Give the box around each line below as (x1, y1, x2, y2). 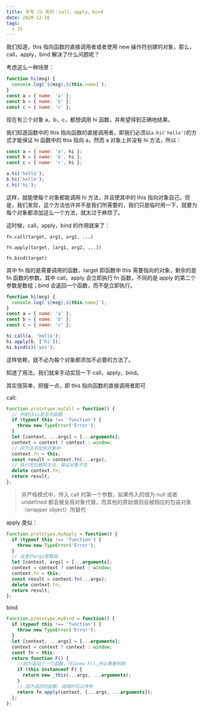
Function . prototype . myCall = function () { (6, 405, 115, 412)
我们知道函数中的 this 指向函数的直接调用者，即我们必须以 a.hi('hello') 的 (6, 129, 192, 136)
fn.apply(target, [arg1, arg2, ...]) (6, 244, 102, 251)
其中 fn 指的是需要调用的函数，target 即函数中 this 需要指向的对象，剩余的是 (6, 266, 197, 274)
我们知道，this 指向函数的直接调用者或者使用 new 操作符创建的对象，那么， (6, 43, 195, 50)
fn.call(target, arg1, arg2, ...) (6, 234, 94, 240)
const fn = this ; (12, 649, 56, 656)
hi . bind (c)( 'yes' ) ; (6, 344, 56, 350)
